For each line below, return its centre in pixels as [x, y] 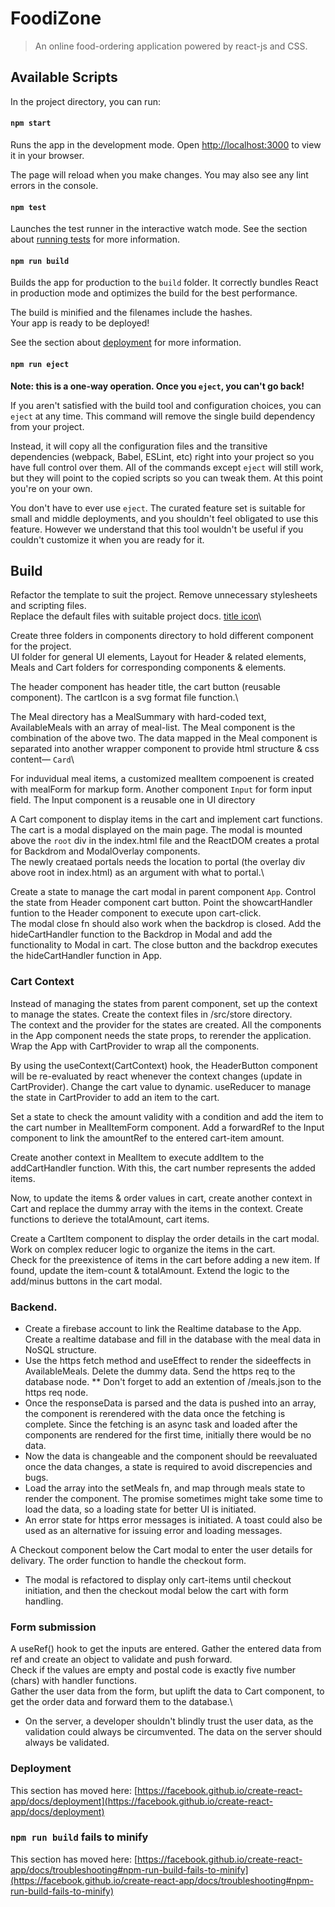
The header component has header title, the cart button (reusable [145, 687]
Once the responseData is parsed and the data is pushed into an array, [170, 1403]
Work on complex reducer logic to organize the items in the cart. [143, 1249]
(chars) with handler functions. [73, 1681]
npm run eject [40, 364]
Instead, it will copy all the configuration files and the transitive [139, 446]
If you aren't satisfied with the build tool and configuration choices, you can [166, 405]
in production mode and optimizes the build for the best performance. [154, 293]
